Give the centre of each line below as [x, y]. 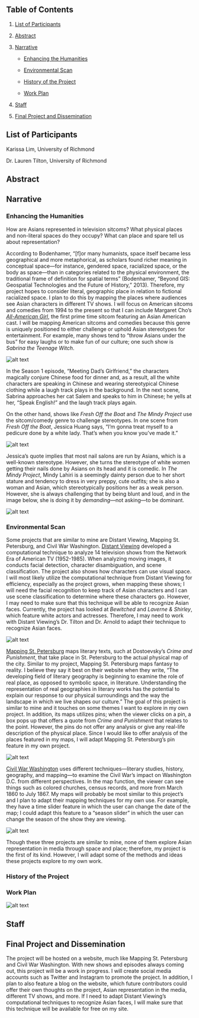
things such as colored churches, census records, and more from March [94, 788]
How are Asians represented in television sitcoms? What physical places [94, 229]
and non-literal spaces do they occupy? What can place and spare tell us [95, 235]
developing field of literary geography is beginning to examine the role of [95, 676]
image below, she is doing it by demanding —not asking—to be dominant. [95, 500]
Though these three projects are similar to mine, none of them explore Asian [99, 842]
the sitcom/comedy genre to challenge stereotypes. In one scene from [92, 420]
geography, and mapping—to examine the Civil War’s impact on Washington [99, 775]
